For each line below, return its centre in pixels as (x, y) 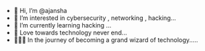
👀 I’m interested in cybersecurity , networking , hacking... (95, 18)
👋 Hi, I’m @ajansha (40, 11)
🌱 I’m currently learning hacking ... (62, 25)
